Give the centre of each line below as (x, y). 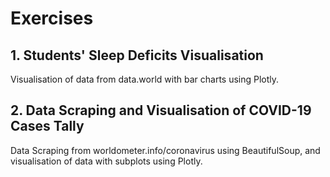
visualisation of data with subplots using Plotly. (106, 161)
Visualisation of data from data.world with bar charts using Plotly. (145, 79)
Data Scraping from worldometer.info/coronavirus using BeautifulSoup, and (165, 150)
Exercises (52, 18)
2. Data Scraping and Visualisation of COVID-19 (161, 110)
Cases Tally (47, 126)
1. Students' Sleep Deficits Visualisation (137, 55)
